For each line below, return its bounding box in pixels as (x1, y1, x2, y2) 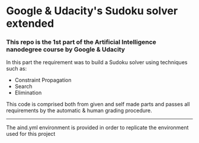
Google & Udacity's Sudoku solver (6, 4, 178, 18)
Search (14, 83, 33, 90)
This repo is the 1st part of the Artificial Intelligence (6, 38, 157, 46)
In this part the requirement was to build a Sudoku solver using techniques (6, 59, 188, 66)
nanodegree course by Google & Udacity (6, 46, 126, 54)
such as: (6, 65, 27, 72)
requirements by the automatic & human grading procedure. (6, 107, 152, 114)
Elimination (14, 89, 42, 96)
